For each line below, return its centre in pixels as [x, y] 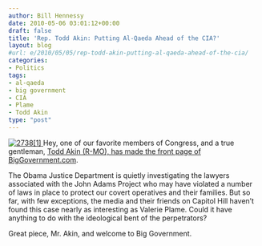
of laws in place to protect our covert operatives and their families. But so [129, 192]
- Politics [26, 68]
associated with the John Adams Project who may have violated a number [131, 183]
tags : [17, 75]
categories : [28, 61]
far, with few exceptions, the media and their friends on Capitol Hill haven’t [131, 200]
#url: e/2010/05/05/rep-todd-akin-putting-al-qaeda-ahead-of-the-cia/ [129, 53]
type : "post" [30, 120]
